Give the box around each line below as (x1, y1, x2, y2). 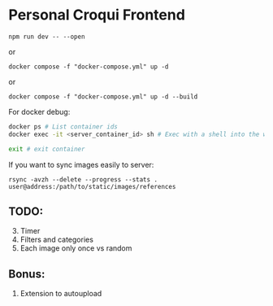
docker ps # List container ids (8, 122, 118, 131)
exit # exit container (8, 145, 85, 153)
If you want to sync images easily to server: (8, 160, 154, 169)
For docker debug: (8, 107, 71, 116)
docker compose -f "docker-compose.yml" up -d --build (8, 92, 198, 101)
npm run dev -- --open (8, 33, 85, 41)
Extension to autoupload (19, 289, 102, 299)
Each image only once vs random (19, 243, 132, 253)
